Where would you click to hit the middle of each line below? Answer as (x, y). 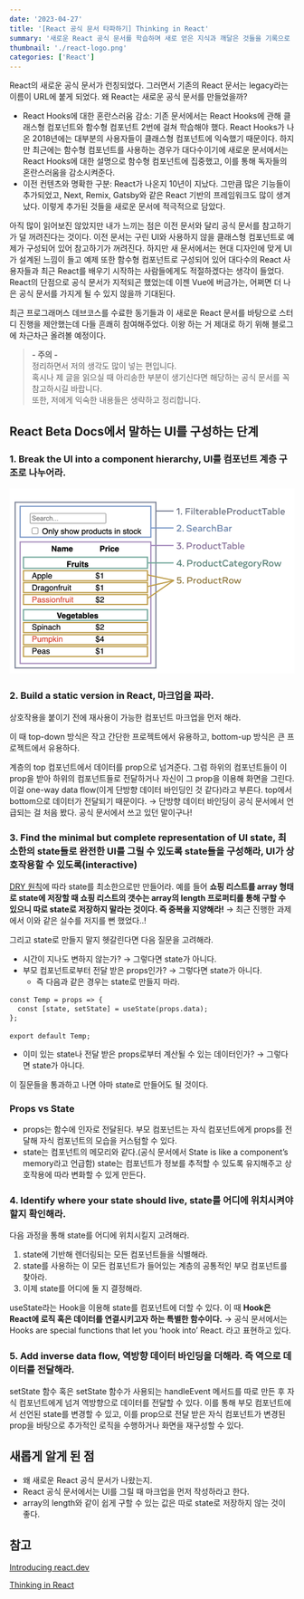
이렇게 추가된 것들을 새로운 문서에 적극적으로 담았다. (134, 206)
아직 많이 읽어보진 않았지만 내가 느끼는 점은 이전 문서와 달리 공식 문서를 (135, 225)
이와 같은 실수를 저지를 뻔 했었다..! (86, 920)
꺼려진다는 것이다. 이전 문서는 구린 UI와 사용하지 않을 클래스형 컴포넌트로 (157, 237)
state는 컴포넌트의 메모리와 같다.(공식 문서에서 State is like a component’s (155, 1152)
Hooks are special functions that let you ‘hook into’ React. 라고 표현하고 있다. (150, 1330)
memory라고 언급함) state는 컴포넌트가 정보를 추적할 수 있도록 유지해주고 (152, 1163)
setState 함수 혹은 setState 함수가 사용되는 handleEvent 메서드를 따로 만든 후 (147, 1391)
